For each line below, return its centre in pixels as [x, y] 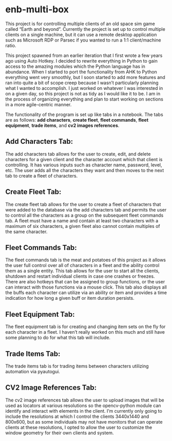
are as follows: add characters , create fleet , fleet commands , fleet [77, 120]
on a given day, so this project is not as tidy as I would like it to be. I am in [83, 93]
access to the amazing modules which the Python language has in [75, 66]
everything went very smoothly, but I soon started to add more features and [85, 77]
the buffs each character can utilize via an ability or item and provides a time [86, 293]
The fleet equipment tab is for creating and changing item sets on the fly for [85, 327]
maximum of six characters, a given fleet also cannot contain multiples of [83, 226]
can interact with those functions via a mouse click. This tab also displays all [86, 287]
